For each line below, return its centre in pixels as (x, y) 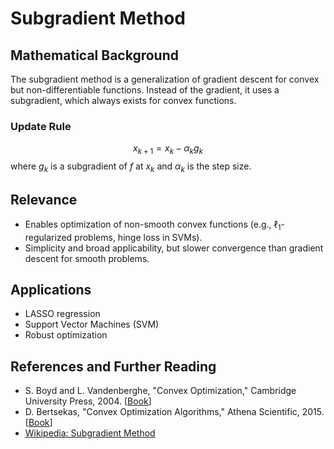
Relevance (44, 200)
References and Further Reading (113, 366)
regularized (48, 237)
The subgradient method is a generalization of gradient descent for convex (165, 79)
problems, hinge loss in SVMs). (138, 237)
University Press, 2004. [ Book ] (88, 401)
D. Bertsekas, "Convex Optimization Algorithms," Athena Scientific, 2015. (174, 412)
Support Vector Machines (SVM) (92, 324)
